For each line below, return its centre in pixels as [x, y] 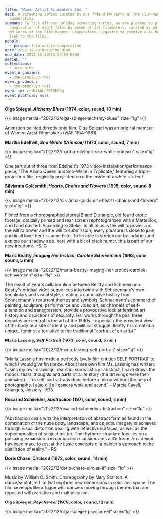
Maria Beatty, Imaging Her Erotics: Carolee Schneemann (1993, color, [76, 256]
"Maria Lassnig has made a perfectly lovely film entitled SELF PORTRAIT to [80, 359]
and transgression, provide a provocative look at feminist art [85, 310]
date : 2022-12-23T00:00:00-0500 [38, 50]
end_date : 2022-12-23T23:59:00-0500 [42, 55]
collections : [18, 64]
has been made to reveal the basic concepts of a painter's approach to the [80, 444]
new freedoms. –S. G [26, 246]
